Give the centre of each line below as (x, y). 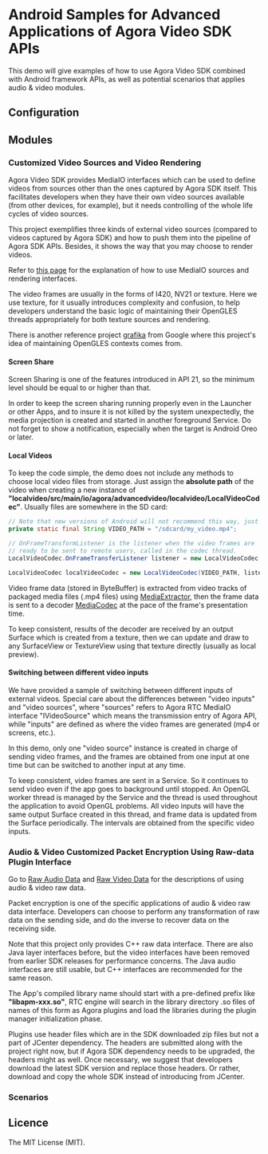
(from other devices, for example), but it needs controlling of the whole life (131, 206)
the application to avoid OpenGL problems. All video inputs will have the (126, 805)
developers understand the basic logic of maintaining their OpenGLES (123, 311)
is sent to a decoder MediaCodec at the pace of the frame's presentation (128, 605)
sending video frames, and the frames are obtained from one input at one (129, 756)
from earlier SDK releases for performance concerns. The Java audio (122, 961)
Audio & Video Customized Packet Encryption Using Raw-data (131, 852)
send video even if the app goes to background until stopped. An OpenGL (130, 789)
